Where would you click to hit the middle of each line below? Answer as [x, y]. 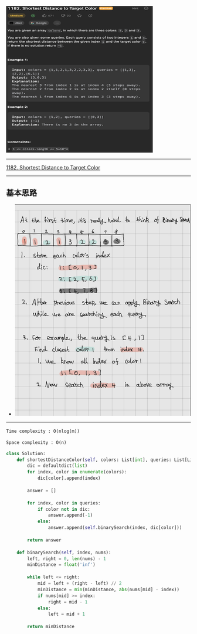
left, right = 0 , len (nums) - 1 [67, 559]
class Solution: [26, 453]
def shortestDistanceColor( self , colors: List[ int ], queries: [94, 460]
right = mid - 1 [68, 602]
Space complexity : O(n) [36, 442]
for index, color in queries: [64, 503]
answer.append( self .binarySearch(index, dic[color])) [115, 528]
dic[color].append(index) [69, 478]
